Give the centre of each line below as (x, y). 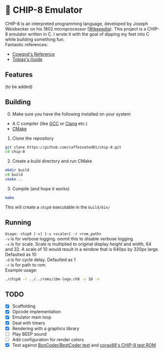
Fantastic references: (26, 44)
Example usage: (21, 270)
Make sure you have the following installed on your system (71, 114)
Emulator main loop (32, 317)
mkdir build (17, 170)
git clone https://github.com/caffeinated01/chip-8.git (63, 147)
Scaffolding (24, 306)
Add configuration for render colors (48, 339)
